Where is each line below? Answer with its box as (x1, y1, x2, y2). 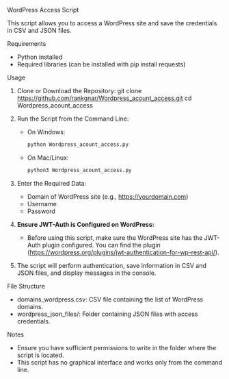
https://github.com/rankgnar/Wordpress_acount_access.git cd (16, 94, 192, 102)
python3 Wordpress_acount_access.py (27, 167, 132, 173)
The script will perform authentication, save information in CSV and (16, 261, 207, 269)
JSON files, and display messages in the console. (16, 269, 157, 277)
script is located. (16, 351, 64, 359)
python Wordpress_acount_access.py (27, 141, 129, 148)
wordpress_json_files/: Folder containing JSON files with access (16, 310, 198, 318)
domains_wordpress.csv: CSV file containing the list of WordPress (16, 295, 204, 304)
